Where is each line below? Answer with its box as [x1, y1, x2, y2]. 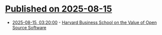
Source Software [12, 24, 47, 30]
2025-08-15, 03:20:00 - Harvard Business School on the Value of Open [12, 19, 157, 25]
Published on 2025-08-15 [5, 3, 112, 15]
